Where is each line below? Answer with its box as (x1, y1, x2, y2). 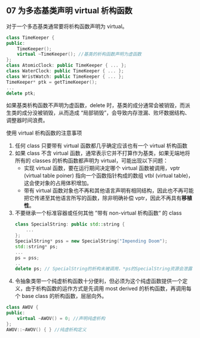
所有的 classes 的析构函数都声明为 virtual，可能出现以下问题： (14, 157, 169, 165)
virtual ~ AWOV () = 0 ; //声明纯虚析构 (17, 316, 106, 322)
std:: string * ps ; (14, 243, 59, 249)
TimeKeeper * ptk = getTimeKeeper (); (6, 79, 97, 85)
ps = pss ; (14, 255, 40, 261)
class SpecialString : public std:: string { (14, 221, 125, 227)
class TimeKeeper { (6, 35, 55, 41)
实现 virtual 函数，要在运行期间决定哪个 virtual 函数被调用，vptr (23, 165, 180, 172)
